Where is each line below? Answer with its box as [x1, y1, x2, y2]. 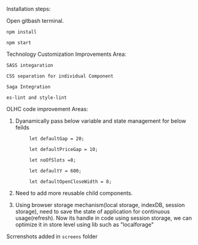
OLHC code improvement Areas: [6, 106, 88, 112]
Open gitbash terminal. [6, 17, 64, 24]
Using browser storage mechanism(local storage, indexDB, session [15, 201, 185, 208]
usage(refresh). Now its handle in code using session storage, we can [15, 214, 192, 222]
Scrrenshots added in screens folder [6, 233, 98, 240]
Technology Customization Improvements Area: [6, 50, 127, 58]
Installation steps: [6, 6, 51, 12]
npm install [6, 29, 37, 35]
